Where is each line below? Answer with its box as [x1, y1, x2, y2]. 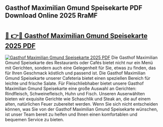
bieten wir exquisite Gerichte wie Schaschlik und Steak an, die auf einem [5, 96, 151, 102]
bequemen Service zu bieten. [5, 117, 64, 122]
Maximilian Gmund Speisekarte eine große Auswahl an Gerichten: [5, 86, 137, 91]
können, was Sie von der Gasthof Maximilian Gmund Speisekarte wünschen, [5, 107, 158, 112]
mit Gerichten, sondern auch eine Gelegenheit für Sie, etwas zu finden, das [5, 65, 156, 71]
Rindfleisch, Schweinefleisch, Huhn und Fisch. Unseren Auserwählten [5, 91, 145, 96]
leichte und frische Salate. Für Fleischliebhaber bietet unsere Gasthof [5, 80, 144, 86]
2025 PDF [5, 41, 36, 50]
